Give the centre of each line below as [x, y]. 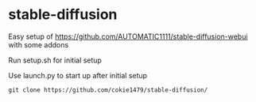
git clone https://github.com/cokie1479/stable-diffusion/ [108, 90]
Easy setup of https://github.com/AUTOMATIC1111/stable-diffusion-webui [128, 36]
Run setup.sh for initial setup [55, 60]
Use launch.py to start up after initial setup [78, 75]
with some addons [39, 44]
